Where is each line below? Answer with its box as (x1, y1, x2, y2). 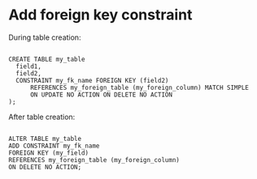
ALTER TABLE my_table (8, 134, 82, 143)
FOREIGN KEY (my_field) (8, 148, 89, 157)
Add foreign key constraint (8, 6, 193, 24)
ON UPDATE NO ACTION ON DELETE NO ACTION (29, 91, 173, 99)
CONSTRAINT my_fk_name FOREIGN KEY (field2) (15, 76, 169, 84)
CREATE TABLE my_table (8, 55, 85, 63)
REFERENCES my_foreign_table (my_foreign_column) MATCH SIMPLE (29, 83, 250, 92)
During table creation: (8, 32, 81, 42)
